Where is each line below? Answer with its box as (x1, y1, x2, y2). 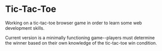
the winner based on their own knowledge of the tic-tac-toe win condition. (5, 40, 157, 46)
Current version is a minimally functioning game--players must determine (5, 35, 155, 41)
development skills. (5, 25, 45, 31)
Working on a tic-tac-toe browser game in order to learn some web (5, 20, 142, 26)
